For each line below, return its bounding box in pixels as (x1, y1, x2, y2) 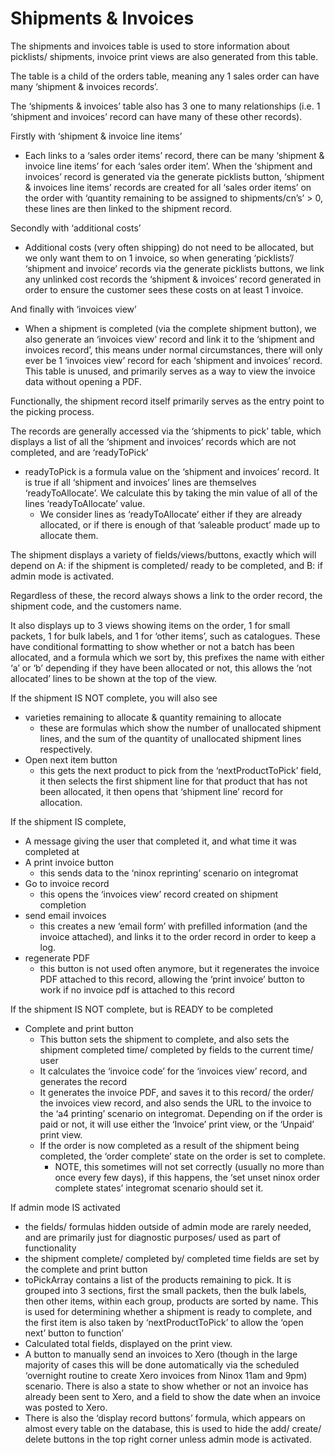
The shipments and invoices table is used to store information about (10, 40, 290, 52)
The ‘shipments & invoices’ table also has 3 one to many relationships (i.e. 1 (10, 100, 321, 112)
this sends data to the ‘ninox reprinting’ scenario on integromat (39, 867, 299, 879)
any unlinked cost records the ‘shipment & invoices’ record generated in (24, 273, 322, 285)
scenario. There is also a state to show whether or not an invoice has (24, 1380, 309, 1392)
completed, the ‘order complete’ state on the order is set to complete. (39, 1150, 326, 1162)
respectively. (39, 743, 93, 755)
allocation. (39, 796, 83, 808)
